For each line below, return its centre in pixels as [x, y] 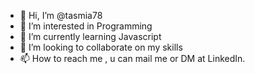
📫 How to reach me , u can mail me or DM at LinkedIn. [132, 58]
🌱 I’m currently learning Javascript [90, 36]
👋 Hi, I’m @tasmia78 [61, 15]
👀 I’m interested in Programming [86, 26]
